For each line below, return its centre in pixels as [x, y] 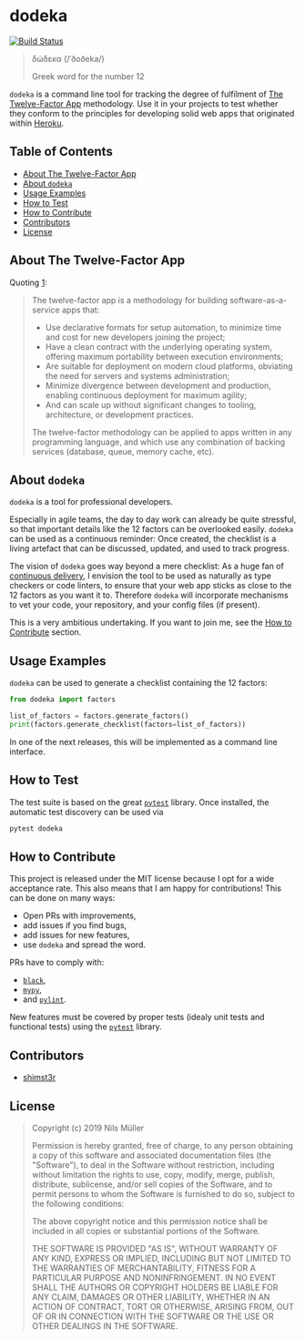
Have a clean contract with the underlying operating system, [159, 346]
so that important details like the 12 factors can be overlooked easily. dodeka [152, 529]
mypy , [32, 990]
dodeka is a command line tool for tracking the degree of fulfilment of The [147, 94]
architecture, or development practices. [119, 414]
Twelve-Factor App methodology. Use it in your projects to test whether [144, 103]
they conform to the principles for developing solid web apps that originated [152, 113]
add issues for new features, [76, 935]
